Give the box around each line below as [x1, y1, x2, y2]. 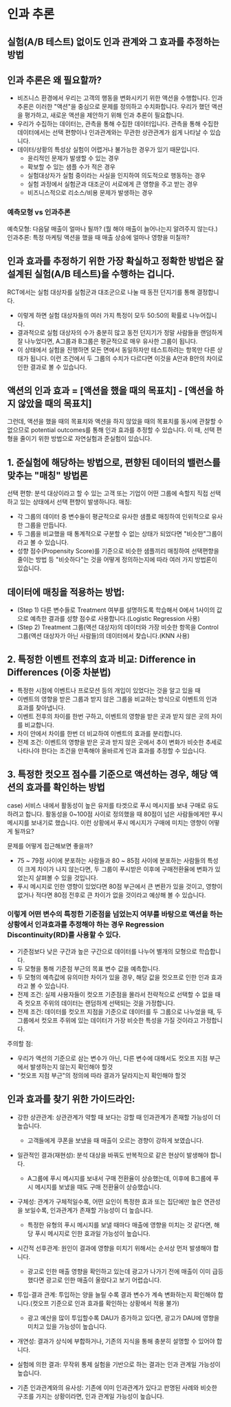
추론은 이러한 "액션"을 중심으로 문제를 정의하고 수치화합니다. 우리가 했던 [16, 103, 210, 111]
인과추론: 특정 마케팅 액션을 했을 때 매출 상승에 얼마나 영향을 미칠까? [7, 233, 190, 241]
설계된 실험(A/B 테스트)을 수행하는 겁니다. [7, 268, 175, 280]
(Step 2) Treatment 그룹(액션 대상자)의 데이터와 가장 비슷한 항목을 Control [16, 623, 219, 631]
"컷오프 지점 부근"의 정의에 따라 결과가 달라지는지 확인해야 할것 [16, 1071, 187, 1079]
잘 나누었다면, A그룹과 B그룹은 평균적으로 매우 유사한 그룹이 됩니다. [16, 337, 198, 345]
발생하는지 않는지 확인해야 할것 [30, 1062, 113, 1071]
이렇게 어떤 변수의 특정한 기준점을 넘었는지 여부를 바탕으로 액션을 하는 [7, 910, 223, 919]
